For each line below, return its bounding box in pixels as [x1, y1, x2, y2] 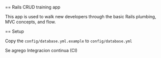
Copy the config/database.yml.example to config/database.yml [5, 38, 133, 44]
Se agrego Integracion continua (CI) [5, 48, 78, 53]
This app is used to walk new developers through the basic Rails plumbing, [5, 14, 156, 19]
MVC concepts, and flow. [5, 19, 56, 25]
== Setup [5, 29, 25, 34]
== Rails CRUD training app [5, 4, 60, 10]
